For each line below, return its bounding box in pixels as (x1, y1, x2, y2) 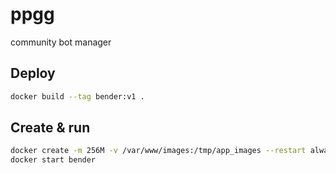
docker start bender (10, 155, 97, 165)
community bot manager (10, 36, 112, 48)
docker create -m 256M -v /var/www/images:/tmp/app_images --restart (10, 146, 307, 156)
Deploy (10, 65, 56, 82)
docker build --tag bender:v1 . (10, 91, 145, 102)
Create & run (10, 119, 91, 137)
